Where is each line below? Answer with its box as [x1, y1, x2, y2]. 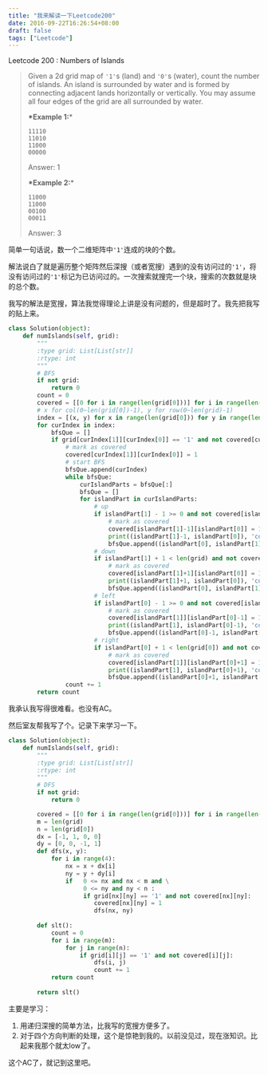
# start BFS [65, 458, 105, 466]
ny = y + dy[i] [65, 869, 116, 878]
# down [93, 547, 116, 555]
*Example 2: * [27, 178, 74, 188]
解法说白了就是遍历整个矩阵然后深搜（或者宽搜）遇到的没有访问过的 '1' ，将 [8, 262, 257, 271]
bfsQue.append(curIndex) [65, 465, 148, 473]
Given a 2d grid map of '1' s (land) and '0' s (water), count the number [27, 71, 260, 81]
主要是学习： [8, 1003, 50, 1014]
